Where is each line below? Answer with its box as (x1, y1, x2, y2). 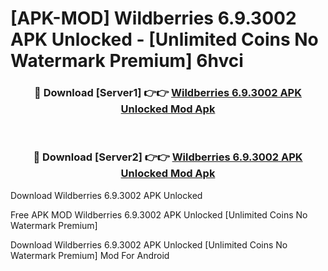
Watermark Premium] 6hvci (10, 50, 244, 72)
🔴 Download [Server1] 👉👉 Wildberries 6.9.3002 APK (34, 86, 302, 100)
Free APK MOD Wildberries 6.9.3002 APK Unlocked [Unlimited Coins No (10, 208, 308, 221)
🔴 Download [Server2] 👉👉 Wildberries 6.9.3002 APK (33, 150, 303, 164)
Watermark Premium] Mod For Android (10, 249, 170, 261)
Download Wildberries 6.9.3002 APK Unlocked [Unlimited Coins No (10, 238, 288, 251)
